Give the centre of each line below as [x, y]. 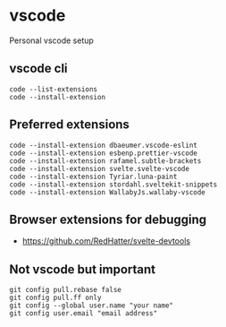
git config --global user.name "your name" [92, 305]
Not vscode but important [83, 269]
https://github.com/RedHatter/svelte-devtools [106, 241]
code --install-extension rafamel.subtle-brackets [105, 161]
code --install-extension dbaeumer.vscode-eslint [104, 145]
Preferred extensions [69, 125]
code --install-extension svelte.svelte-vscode [100, 168]
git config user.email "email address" [84, 314]
